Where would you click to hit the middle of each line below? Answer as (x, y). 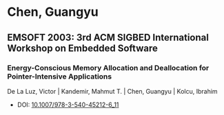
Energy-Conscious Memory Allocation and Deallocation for (108, 67)
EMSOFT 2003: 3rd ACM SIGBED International (108, 38)
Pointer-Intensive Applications (60, 76)
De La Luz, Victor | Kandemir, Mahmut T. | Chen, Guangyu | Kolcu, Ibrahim (113, 91)
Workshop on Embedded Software (83, 48)
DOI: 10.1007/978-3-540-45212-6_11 (68, 105)
